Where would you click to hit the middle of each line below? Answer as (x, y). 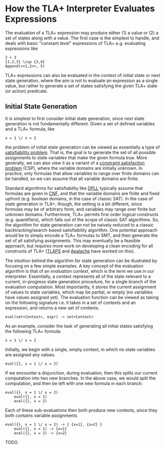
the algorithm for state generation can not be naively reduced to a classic (80, 224)
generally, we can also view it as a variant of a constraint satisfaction (75, 163)
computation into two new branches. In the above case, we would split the (81, 378)
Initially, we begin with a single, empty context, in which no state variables (80, 349)
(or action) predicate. (27, 91)
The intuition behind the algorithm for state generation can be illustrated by (81, 261)
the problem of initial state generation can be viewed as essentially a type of (82, 147)
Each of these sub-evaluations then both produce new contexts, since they (81, 410)
